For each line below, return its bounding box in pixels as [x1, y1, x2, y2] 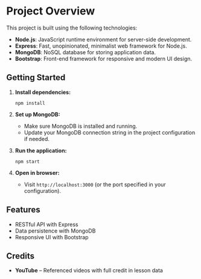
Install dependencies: [14, 89, 71, 96]
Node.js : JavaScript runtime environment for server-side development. [14, 36, 192, 43]
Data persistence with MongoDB [14, 227, 96, 234]
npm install [14, 100, 45, 106]
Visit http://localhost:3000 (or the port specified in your [24, 181, 166, 188]
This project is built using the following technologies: [6, 24, 138, 31]
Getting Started [6, 72, 66, 83]
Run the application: [14, 146, 68, 154]
